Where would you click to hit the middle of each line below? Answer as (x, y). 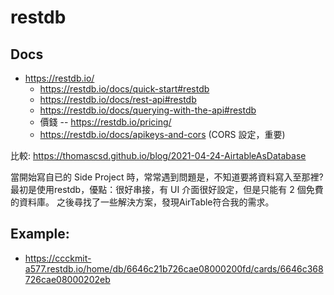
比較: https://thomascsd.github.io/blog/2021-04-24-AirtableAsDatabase (158, 155)
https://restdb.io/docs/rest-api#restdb (118, 99)
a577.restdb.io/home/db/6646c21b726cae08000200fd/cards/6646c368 (174, 268)
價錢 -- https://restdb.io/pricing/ (105, 122)
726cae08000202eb (67, 279)
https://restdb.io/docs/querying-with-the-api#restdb (148, 110)
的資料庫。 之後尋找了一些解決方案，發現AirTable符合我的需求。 (142, 202)
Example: (40, 234)
